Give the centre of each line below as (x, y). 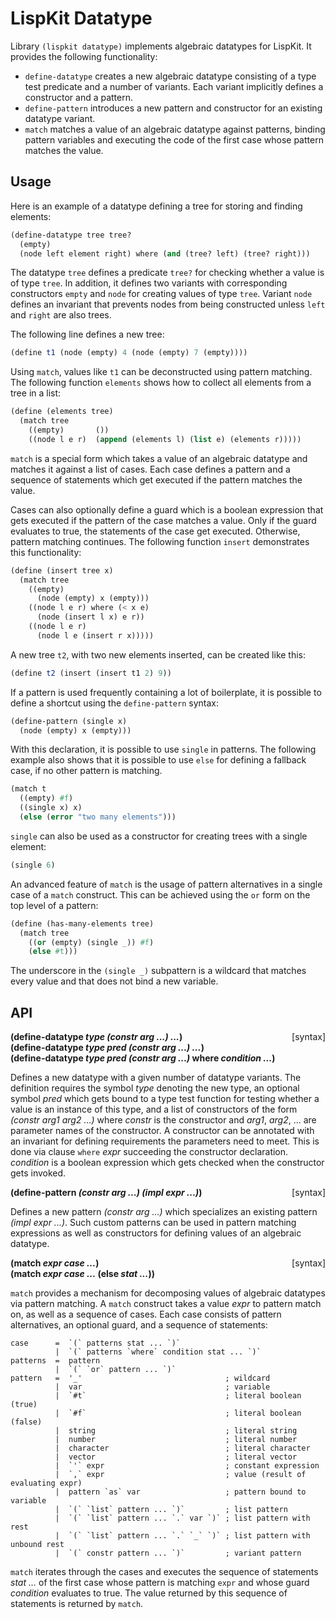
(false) (26, 1422)
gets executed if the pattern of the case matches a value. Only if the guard (163, 520)
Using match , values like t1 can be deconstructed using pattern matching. (161, 372)
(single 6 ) (33, 865)
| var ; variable (162, 1387)
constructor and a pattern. (79, 97)
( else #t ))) (53, 952)
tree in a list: (36, 393)
